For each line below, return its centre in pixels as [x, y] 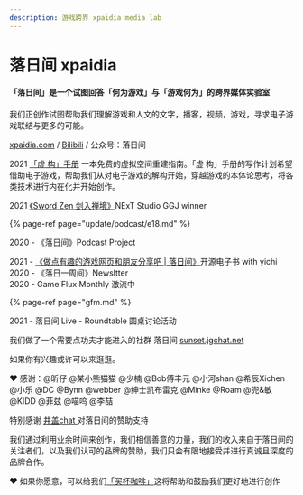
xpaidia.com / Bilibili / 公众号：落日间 [78, 145]
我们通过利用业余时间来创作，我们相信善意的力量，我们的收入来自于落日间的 [151, 440]
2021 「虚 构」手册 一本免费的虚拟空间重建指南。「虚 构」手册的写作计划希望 [151, 164]
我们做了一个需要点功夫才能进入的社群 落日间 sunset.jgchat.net [127, 341]
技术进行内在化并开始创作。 [68, 187]
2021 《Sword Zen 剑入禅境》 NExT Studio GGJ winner [108, 206]
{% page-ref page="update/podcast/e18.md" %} [100, 224]
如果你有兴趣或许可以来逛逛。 [64, 360]
